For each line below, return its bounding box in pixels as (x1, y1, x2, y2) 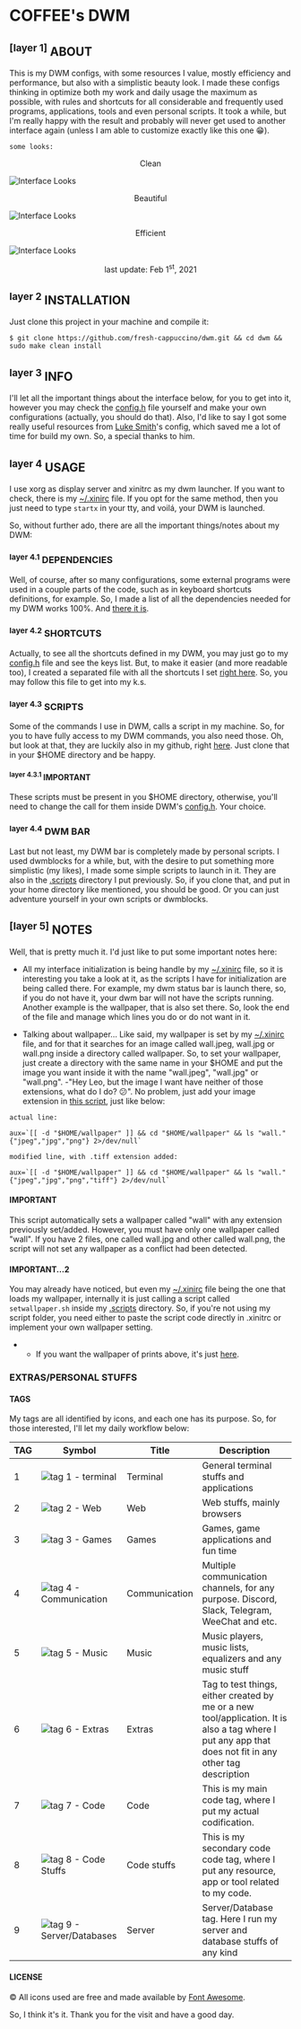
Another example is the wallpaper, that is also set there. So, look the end (21, 1002, 289, 1013)
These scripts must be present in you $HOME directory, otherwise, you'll (9, 792, 278, 803)
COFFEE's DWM (9, 5, 131, 26)
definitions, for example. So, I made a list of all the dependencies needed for (9, 593, 291, 604)
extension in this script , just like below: (21, 1095, 166, 1106)
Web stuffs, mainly (202, 1497, 280, 1509)
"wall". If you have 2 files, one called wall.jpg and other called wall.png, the (9, 1234, 286, 1244)
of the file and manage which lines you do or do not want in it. (21, 1011, 251, 1022)
